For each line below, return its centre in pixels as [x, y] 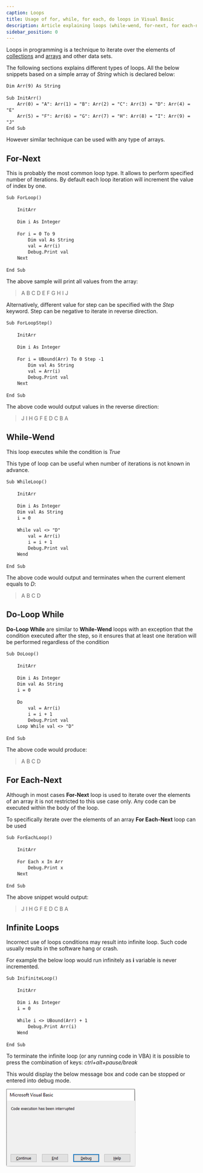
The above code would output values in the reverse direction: [82, 407]
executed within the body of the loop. [53, 807]
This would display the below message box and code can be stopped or [96, 1074]
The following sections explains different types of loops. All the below [93, 68]
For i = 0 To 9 [36, 234]
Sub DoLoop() [23, 654]
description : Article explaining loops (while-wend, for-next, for [93, 25]
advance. [18, 470]
